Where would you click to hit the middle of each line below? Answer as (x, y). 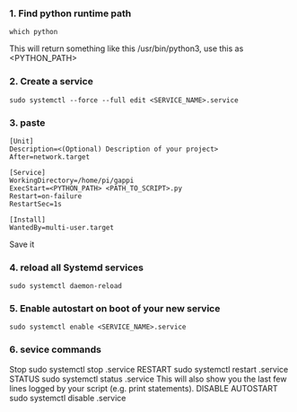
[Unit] (22, 141)
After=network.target (50, 157)
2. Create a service (52, 82)
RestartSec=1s (36, 204)
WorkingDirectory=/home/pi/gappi (72, 180)
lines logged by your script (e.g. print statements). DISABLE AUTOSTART (144, 388)
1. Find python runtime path (70, 13)
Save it (22, 244)
